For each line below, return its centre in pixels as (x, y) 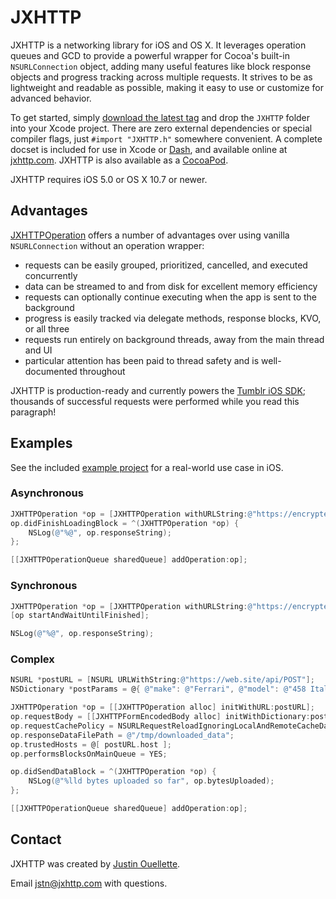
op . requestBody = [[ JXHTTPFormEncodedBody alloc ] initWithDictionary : (160, 717)
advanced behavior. (51, 98)
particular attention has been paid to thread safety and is (142, 360)
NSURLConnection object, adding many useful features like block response (161, 66)
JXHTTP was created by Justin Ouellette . (95, 863)
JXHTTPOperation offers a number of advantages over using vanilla (150, 235)
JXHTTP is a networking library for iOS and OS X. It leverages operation (158, 45)
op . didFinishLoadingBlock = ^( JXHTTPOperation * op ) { (125, 523)
